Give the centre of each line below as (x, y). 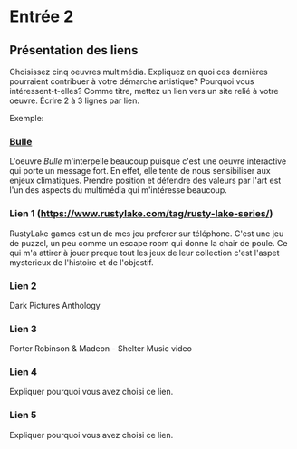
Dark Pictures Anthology (55, 305)
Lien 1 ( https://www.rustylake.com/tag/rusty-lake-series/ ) (141, 214)
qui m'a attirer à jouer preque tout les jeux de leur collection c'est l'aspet (144, 253)
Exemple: (27, 118)
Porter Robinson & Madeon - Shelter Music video (101, 349)
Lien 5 (23, 416)
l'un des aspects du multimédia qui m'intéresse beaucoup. (119, 190)
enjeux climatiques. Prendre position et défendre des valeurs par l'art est (145, 181)
